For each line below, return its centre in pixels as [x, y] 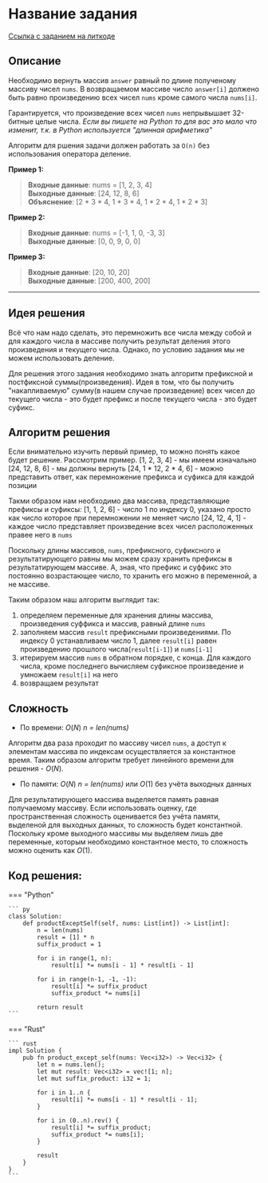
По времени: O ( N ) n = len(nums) [74, 728]
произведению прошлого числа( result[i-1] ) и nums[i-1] [116, 649]
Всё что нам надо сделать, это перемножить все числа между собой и [130, 332]
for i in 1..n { [64, 1093]
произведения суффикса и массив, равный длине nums [112, 624]
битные [21, 121]
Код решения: [45, 875]
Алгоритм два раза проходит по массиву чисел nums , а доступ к [118, 743]
